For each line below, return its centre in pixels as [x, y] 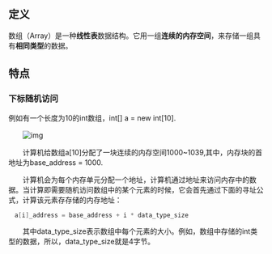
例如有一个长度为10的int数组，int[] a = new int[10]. [92, 118]
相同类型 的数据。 [44, 45]
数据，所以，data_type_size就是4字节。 [89, 242]
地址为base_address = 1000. [56, 162]
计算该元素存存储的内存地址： [72, 200]
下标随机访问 [34, 99]
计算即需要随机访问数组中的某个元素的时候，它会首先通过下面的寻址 [143, 189]
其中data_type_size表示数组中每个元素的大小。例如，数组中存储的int [136, 231]
